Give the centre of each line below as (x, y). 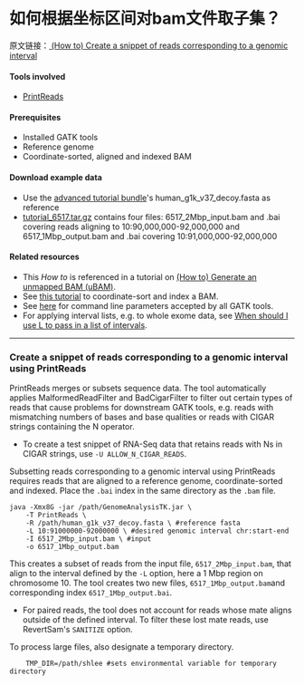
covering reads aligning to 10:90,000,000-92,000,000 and (131, 227)
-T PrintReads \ (57, 516)
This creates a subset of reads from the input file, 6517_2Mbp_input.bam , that (151, 564)
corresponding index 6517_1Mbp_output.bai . (91, 593)
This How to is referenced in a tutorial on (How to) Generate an (140, 276)
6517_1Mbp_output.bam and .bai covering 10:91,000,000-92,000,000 (150, 236)
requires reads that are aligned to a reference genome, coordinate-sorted (146, 481)
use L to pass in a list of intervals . (85, 325)
